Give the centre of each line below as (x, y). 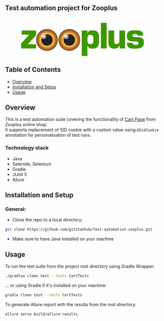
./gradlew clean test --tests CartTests (47, 276)
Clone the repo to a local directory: (47, 220)
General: (15, 209)
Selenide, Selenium (32, 164)
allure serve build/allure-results (41, 314)
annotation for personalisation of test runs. (48, 135)
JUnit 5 (19, 174)
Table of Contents (33, 70)
